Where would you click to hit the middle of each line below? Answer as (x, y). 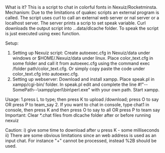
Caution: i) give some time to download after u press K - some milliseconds (82, 130)
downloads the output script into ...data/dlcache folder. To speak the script (82, 28)
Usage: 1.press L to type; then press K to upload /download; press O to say (82, 99)
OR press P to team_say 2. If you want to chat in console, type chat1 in (77, 105)
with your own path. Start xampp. (125, 90)
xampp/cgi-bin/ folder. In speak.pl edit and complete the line (75, 84)
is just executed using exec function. (43, 34)
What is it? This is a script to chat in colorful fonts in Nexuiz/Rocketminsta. (82, 7)
